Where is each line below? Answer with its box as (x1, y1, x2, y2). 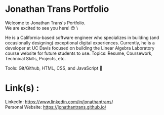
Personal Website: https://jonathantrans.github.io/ (5, 104, 107, 110)
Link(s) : (5, 82, 40, 94)
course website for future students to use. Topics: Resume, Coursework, (5, 50, 153, 56)
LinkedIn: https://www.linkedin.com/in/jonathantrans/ (5, 99, 114, 105)
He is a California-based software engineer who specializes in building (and (5, 35, 160, 40)
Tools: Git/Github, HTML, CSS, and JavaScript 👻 (5, 65, 103, 71)
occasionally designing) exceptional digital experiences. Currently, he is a (5, 39, 155, 45)
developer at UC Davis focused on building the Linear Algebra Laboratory (5, 45, 155, 51)
